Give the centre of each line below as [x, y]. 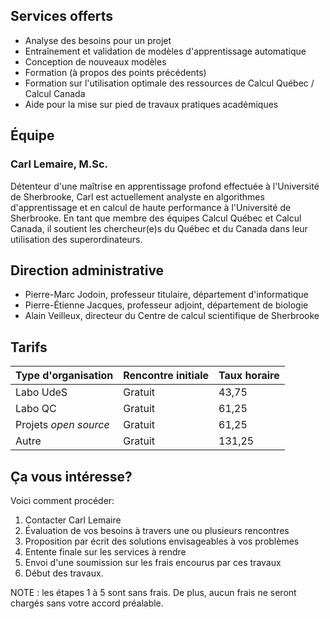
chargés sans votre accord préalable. [87, 603]
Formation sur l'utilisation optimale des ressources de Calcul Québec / [169, 83]
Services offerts [62, 16]
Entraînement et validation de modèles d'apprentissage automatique [165, 51]
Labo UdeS [41, 392]
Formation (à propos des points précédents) [115, 72]
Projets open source [62, 425]
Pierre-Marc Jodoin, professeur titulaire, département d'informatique [166, 295]
